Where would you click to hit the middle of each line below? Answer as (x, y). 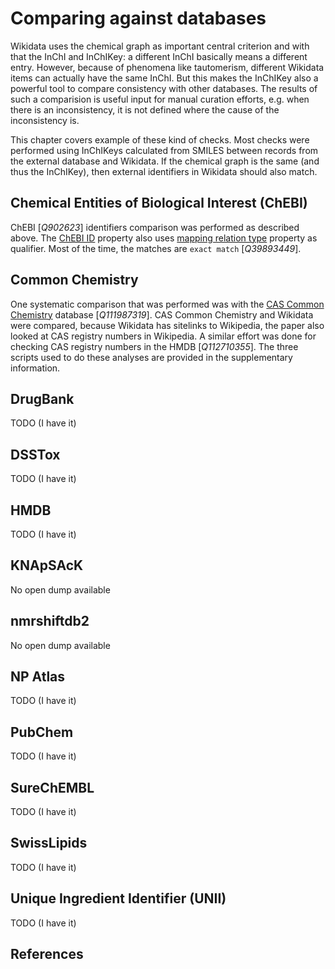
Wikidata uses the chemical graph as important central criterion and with (160, 46)
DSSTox (35, 454)
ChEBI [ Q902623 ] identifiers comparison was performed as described (155, 227)
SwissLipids (49, 843)
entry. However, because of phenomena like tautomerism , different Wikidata (167, 67)
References (47, 954)
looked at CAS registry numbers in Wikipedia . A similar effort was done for (163, 336)
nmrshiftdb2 (50, 621)
